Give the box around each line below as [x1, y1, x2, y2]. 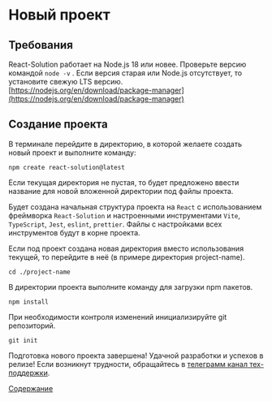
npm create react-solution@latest [8, 163, 126, 171]
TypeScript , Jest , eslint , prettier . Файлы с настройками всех [8, 219, 222, 229]
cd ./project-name [8, 268, 71, 276]
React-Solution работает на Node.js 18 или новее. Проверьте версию [8, 59, 247, 69]
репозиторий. [8, 321, 56, 330]
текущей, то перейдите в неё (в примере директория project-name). [8, 252, 245, 261]
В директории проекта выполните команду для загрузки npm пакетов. [8, 282, 253, 291]
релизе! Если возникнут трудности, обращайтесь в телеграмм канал [8, 359, 248, 369]
